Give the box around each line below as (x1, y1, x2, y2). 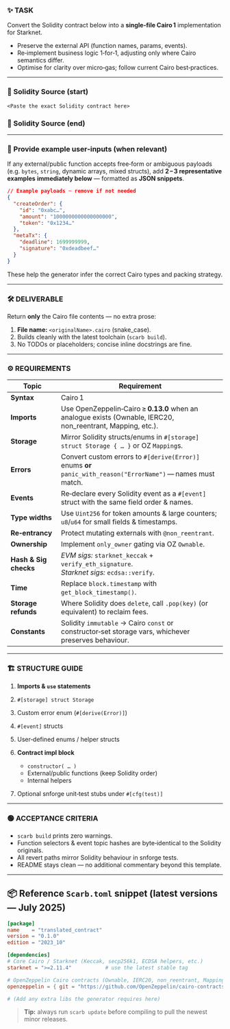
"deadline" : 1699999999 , (19, 239, 90, 245)
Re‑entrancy (10, 529, 53, 538)
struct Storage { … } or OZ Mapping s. (60, 441, 183, 450)
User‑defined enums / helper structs (16, 735, 120, 743)
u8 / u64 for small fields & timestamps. (60, 517, 178, 526)
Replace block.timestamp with (60, 579, 157, 588)
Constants (10, 627, 46, 636)
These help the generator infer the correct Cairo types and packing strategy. (7, 270, 223, 278)
